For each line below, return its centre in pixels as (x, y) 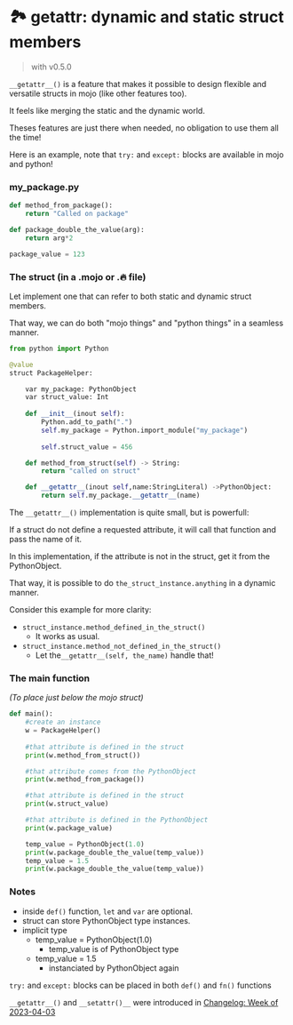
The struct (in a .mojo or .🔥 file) (78, 276)
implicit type (45, 930)
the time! (25, 137)
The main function (50, 678)
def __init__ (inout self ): (75, 414)
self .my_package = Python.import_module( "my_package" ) (145, 430)
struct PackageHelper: (51, 373)
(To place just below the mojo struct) (76, 698)
